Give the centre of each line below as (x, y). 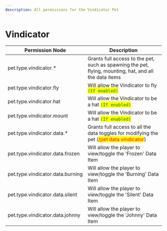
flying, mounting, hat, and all (121, 71)
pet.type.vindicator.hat (34, 101)
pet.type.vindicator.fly (33, 87)
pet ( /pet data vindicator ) (117, 139)
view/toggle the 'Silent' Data (121, 194)
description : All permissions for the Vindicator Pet (62, 10)
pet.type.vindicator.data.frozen (44, 154)
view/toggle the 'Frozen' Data (122, 154)
